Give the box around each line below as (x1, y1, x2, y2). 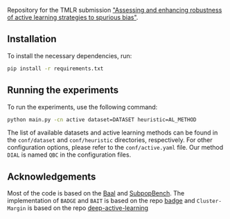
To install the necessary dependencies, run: (7, 51, 132, 60)
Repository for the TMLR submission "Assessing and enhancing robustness (7, 6, 222, 14)
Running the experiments (7, 85, 119, 96)
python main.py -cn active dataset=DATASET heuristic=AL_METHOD (7, 116, 197, 123)
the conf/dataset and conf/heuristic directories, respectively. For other (7, 136, 213, 144)
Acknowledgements (7, 170, 96, 182)
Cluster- (196, 198, 222, 205)
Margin (7, 205, 26, 212)
